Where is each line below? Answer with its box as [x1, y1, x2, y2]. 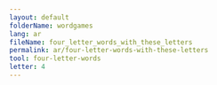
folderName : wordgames [9, 21, 93, 30]
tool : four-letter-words [9, 54, 101, 63]
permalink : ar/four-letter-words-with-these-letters [9, 46, 209, 55]
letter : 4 [9, 63, 46, 72]
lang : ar [9, 29, 42, 38]
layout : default [9, 12, 69, 22]
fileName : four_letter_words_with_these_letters [9, 37, 193, 47]
